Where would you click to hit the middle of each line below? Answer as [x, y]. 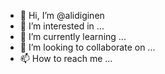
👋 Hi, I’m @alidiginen [62, 15]
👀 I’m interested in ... [62, 26]
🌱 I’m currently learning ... [73, 36]
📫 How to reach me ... [66, 58]
